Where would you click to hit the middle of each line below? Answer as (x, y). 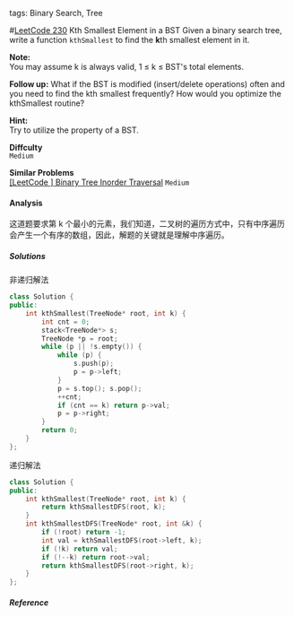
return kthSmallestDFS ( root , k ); (104, 507)
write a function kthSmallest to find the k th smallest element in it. (130, 40)
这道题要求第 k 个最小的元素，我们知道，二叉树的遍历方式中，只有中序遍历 (147, 224)
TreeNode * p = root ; (80, 339)
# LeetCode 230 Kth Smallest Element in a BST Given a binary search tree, (146, 30)
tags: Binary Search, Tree (56, 13)
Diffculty (26, 148)
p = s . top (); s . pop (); (99, 388)
